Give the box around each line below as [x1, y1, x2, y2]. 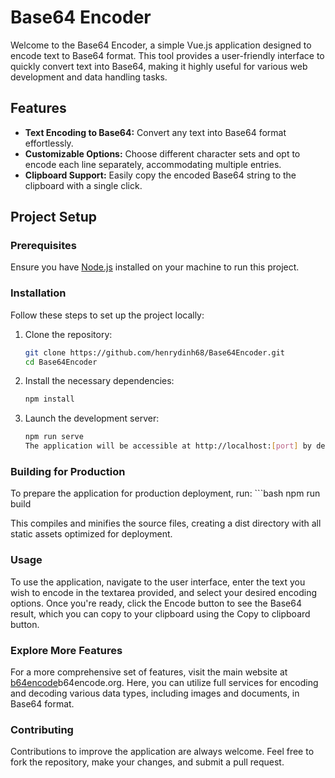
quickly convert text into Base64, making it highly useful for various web [10, 60, 308, 72]
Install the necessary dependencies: [24, 375, 175, 387]
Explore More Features [10, 643, 123, 657]
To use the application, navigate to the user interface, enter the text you [10, 576, 306, 588]
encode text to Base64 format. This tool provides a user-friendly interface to [10, 49, 325, 61]
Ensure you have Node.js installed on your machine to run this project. [10, 261, 300, 273]
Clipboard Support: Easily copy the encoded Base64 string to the [24, 169, 297, 181]
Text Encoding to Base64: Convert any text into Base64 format [24, 126, 287, 138]
